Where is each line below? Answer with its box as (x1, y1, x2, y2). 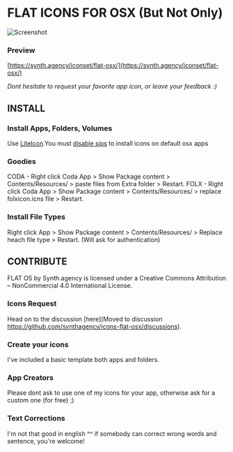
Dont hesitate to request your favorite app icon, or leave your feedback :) (7, 82, 218, 91)
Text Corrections (7, 414, 65, 423)
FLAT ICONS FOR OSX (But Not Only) (7, 5, 223, 21)
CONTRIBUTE (7, 255, 67, 267)
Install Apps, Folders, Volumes (7, 123, 113, 133)
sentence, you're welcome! (7, 437, 86, 445)
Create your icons (7, 340, 69, 349)
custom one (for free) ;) (7, 396, 74, 405)
